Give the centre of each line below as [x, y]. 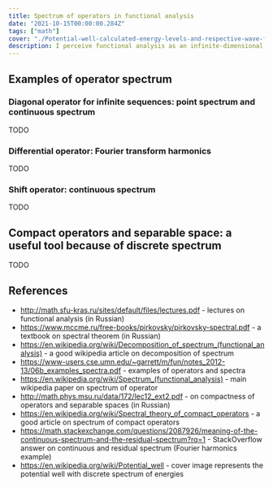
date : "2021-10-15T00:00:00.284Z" [67, 24]
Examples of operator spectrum [90, 79]
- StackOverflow [234, 440]
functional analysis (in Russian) [72, 319]
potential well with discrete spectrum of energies [102, 474]
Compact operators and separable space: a [120, 233]
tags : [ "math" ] [34, 31]
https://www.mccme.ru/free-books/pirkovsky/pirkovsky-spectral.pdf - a [141, 328]
